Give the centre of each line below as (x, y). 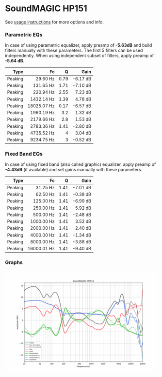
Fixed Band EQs (24, 154)
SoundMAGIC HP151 (46, 9)
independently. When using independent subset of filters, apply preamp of (80, 56)
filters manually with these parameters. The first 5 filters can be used (74, 50)
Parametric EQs (24, 35)
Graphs (14, 262)
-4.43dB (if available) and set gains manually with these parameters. (74, 170)
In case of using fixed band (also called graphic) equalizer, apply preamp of (81, 164)
